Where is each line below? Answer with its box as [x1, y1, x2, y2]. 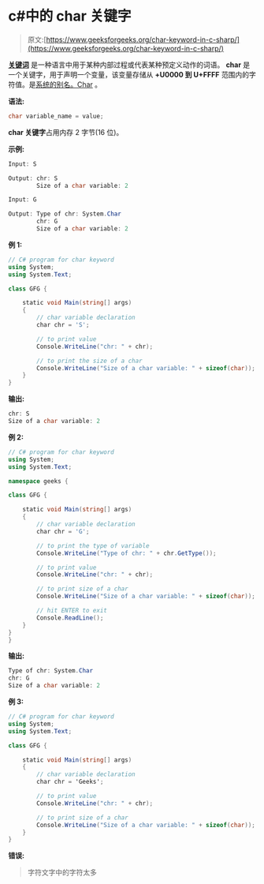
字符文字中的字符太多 [27, 867, 97, 877]
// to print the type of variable [36, 541, 150, 549]
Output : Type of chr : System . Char [8, 210, 122, 218]
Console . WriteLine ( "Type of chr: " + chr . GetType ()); [36, 549, 217, 557]
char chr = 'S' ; [36, 321, 90, 329]
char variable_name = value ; [8, 112, 104, 120]
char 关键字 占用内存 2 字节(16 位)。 [8, 127, 124, 137]
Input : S [8, 159, 37, 168]
